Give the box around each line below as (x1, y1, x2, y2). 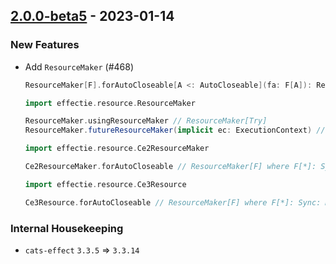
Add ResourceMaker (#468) (24, 60, 135, 73)
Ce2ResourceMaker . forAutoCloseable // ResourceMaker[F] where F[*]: (24, 162, 317, 172)
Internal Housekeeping (10, 221, 124, 235)
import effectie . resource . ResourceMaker (24, 98, 196, 108)
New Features (10, 38, 80, 52)
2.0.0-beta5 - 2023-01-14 (10, 8, 175, 25)
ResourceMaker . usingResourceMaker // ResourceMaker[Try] (24, 116, 268, 126)
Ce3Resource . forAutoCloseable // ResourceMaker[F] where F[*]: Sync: (24, 197, 322, 208)
